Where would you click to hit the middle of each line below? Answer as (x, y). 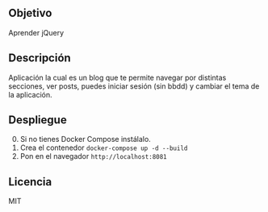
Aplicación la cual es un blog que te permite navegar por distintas (117, 77)
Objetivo (30, 13)
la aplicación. (30, 94)
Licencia (30, 182)
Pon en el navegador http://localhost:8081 (93, 156)
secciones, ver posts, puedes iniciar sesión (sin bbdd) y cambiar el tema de (134, 86)
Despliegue (38, 120)
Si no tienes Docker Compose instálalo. (85, 139)
